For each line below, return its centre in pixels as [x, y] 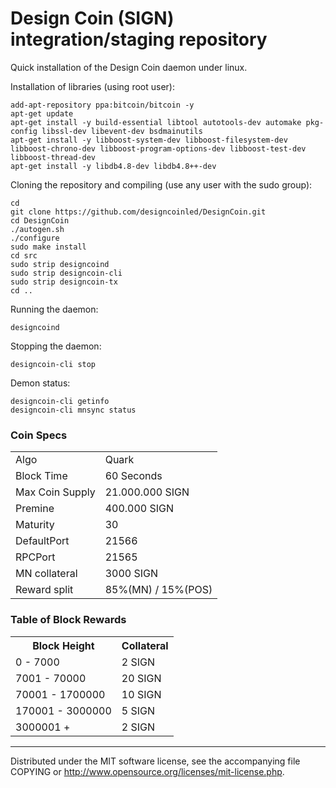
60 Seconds [133, 476]
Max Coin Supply [55, 492]
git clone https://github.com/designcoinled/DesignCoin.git [138, 212]
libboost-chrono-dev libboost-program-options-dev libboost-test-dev [158, 148]
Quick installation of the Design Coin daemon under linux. [129, 67]
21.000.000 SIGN [147, 492]
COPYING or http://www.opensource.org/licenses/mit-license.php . [147, 771]
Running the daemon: [54, 309]
